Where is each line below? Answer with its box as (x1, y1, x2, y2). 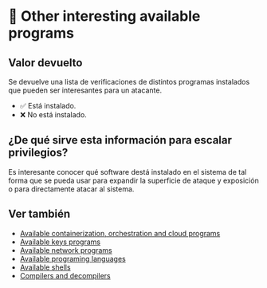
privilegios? (8, 146, 69, 160)
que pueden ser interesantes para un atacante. (8, 85, 162, 95)
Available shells (19, 262, 71, 272)
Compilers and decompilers (19, 270, 112, 280)
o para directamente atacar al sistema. (8, 183, 135, 194)
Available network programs (19, 245, 113, 254)
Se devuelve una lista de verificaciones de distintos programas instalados (8, 77, 250, 86)
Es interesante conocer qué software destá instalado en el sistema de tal (8, 167, 247, 176)
